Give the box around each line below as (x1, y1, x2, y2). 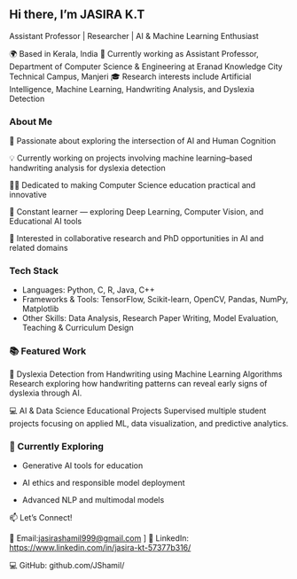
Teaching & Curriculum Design (21, 323, 135, 333)
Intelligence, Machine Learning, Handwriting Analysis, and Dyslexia (9, 83, 255, 94)
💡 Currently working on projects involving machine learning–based (9, 153, 253, 163)
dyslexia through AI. (9, 387, 82, 398)
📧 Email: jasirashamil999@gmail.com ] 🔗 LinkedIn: (9, 533, 189, 544)
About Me (9, 115, 53, 128)
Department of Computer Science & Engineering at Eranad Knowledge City (9, 61, 283, 72)
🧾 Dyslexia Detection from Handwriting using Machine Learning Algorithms (9, 368, 283, 379)
